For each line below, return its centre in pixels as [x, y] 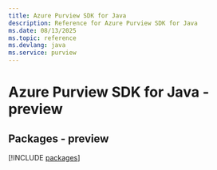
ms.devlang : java [37, 45]
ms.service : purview [43, 53]
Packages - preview [59, 138]
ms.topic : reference [43, 38]
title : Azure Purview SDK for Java [67, 16]
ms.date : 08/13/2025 [43, 30]
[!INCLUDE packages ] [44, 158]
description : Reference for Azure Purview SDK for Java [103, 23]
